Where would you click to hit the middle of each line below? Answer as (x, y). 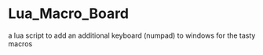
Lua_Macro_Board (69, 14)
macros (20, 43)
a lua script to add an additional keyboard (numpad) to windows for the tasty (132, 35)
